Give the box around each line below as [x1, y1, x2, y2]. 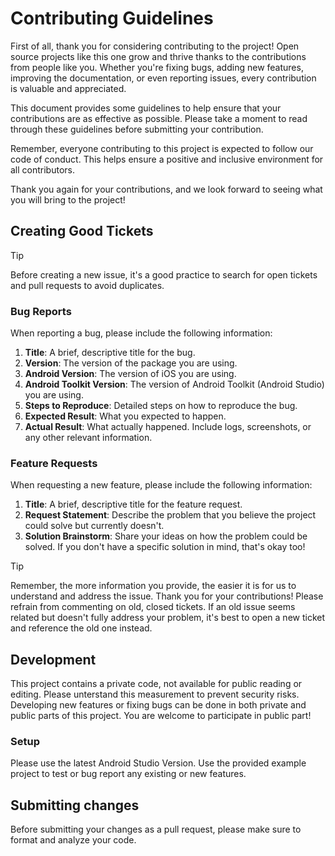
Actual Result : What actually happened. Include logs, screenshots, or [24, 421, 312, 433]
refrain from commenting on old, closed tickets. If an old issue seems [10, 601, 296, 613]
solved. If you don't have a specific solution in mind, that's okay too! [24, 541, 306, 553]
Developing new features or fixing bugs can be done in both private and [10, 699, 307, 711]
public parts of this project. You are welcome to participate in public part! [10, 710, 312, 722]
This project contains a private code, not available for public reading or [10, 678, 303, 690]
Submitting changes [10, 797, 140, 814]
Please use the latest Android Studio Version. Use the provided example [10, 757, 307, 769]
